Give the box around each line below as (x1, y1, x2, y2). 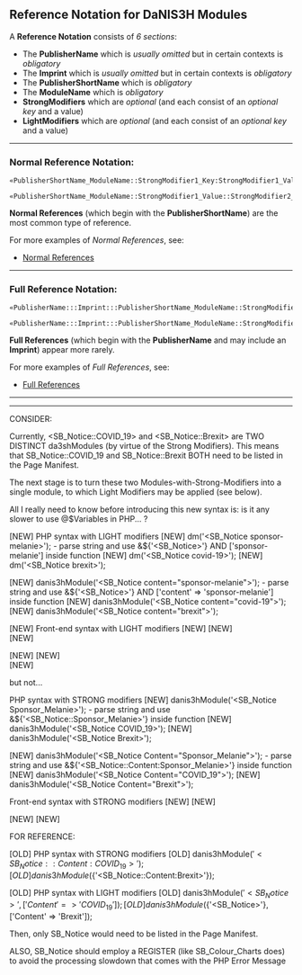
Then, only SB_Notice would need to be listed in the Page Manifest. (9, 928, 259, 939)
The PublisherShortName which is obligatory (22, 76, 192, 88)
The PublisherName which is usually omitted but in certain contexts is (22, 49, 284, 59)
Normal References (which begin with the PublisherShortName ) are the (9, 208, 279, 219)
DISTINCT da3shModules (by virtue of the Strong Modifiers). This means (9, 441, 280, 452)
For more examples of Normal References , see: (9, 235, 184, 246)
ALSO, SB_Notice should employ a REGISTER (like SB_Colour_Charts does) (9, 945, 286, 956)
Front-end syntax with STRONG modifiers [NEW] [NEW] (9, 796, 216, 808)
